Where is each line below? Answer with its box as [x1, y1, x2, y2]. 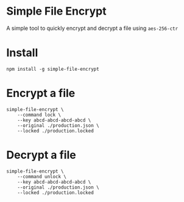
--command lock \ [17, 112, 62, 118]
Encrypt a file [6, 87, 76, 100]
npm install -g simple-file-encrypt [6, 66, 99, 72]
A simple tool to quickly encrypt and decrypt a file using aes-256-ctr [6, 24, 179, 32]
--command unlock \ [17, 173, 67, 179]
